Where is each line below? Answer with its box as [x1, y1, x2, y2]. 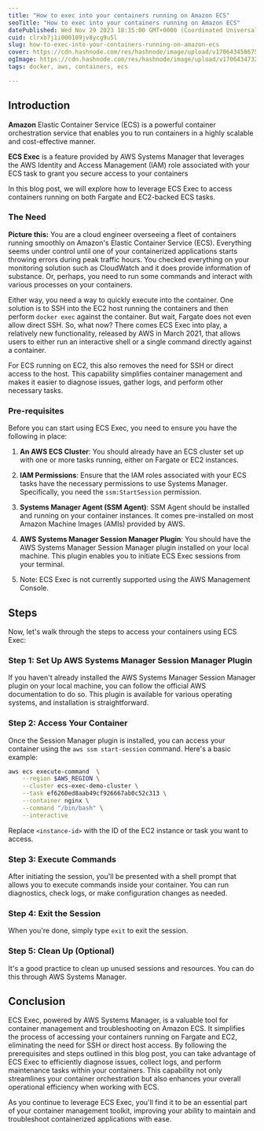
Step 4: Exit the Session [8, 907, 101, 918]
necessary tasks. [8, 385, 64, 395]
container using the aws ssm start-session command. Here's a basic [8, 743, 232, 753]
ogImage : [8, 56, 37, 64]
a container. [8, 345, 47, 354]
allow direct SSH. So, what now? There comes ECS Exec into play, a [8, 320, 228, 329]
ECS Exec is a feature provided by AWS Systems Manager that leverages [8, 151, 245, 161]
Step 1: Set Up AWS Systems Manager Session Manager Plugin [8, 654, 253, 666]
